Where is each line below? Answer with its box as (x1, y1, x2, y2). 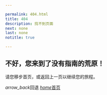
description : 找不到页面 (5, 21, 54, 26)
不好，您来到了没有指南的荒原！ (5, 59, 104, 68)
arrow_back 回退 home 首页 (5, 84, 61, 90)
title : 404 (5, 16, 28, 22)
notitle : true (5, 35, 35, 40)
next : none (5, 26, 28, 31)
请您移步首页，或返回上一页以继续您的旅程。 (5, 73, 98, 79)
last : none (5, 31, 28, 36)
